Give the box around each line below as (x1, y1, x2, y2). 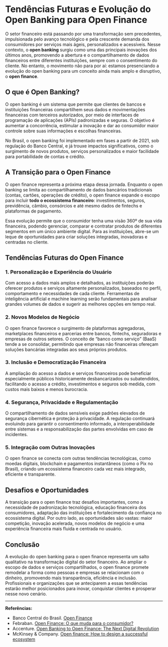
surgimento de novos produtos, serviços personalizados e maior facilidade (5, 148, 159, 154)
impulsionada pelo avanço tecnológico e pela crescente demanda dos (5, 36, 149, 42)
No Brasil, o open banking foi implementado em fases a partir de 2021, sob (5, 137, 159, 143)
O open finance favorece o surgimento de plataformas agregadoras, (5, 325, 146, 331)
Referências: (5, 605, 32, 611)
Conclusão (5, 540, 40, 549)
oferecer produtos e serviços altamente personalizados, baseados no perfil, (5, 285, 162, 291)
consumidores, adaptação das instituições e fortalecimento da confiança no (5, 510, 162, 516)
